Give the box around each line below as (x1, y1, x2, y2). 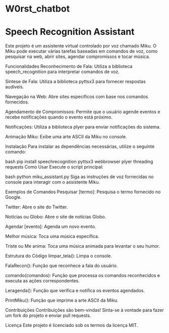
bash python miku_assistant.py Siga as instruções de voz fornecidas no (5, 174, 154, 180)
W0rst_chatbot (5, 3, 70, 15)
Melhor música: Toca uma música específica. (5, 233, 99, 240)
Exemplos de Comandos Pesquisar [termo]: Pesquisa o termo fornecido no (5, 189, 161, 195)
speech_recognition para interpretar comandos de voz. (5, 69, 120, 75)
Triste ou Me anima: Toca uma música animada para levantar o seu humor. (5, 243, 160, 249)
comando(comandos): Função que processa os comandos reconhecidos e (5, 272, 160, 279)
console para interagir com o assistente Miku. (5, 179, 100, 185)
